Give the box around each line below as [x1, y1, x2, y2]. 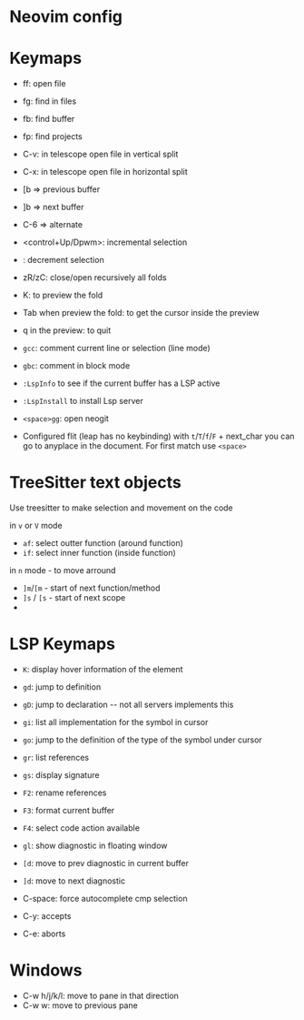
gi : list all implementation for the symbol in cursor [22, 717, 209, 727]
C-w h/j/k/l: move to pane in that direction [22, 990, 180, 1001]
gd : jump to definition [22, 682, 102, 692]
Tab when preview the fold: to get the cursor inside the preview [22, 308, 260, 318]
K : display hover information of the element [22, 664, 183, 674]
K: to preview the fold [22, 289, 103, 301]
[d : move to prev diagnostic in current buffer [22, 858, 189, 868]
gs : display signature [22, 770, 100, 780]
